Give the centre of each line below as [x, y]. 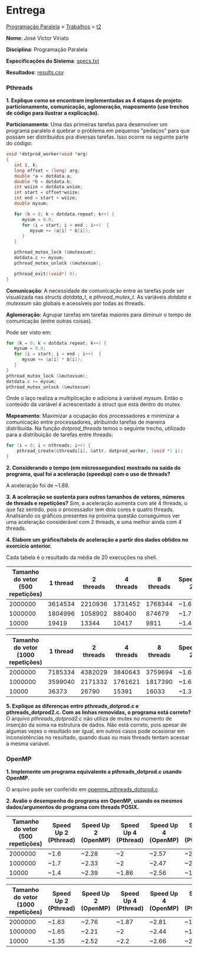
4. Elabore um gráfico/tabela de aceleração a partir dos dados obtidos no [97, 540]
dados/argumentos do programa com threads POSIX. [73, 807]
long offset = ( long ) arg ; [47, 171]
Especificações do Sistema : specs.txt [53, 61]
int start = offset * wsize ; [47, 192]
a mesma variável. [28, 744]
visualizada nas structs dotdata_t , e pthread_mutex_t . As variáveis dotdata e [99, 297]
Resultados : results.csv [35, 72]
